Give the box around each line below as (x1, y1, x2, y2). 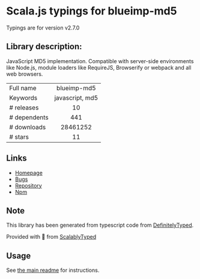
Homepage (14, 169, 43, 176)
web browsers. (6, 70, 43, 78)
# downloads (9, 123, 46, 131)
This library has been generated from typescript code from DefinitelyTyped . (6, 221, 194, 229)
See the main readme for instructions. (6, 266, 100, 274)
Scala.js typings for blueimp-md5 (6, 4, 177, 18)
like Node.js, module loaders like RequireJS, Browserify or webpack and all (6, 64, 192, 71)
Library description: (6, 41, 82, 52)
